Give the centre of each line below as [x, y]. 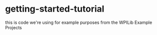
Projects [14, 27]
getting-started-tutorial [55, 9]
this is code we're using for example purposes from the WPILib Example [79, 22]
